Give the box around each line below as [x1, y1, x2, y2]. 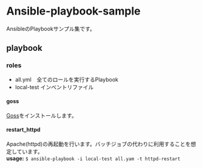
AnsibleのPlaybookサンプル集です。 [6, 25, 95, 32]
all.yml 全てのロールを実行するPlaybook [15, 76, 118, 83]
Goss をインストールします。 [6, 112, 77, 119]
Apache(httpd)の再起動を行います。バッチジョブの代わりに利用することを [6, 141, 191, 148]
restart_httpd [6, 126, 41, 133]
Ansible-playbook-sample [6, 4, 141, 18]
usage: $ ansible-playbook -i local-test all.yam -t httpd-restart [6, 155, 181, 162]
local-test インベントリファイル [15, 83, 94, 90]
